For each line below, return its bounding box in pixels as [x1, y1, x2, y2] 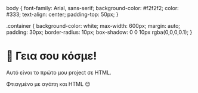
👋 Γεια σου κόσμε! [6, 49, 97, 63]
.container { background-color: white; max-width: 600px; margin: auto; [6, 23, 181, 29]
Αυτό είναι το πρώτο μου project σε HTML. [6, 69, 112, 76]
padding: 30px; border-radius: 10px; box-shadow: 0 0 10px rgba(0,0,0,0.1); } [6, 28, 193, 36]
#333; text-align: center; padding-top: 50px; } [6, 11, 119, 18]
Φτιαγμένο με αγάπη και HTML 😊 [6, 80, 91, 87]
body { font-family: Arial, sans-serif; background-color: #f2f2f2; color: [6, 5, 179, 11]
